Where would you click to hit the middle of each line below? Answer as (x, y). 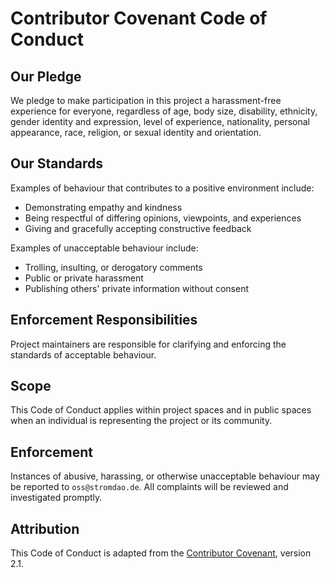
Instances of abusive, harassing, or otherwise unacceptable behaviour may (165, 476)
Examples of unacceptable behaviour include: (104, 248)
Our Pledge (46, 76)
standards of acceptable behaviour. (83, 354)
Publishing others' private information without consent (136, 288)
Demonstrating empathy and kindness (103, 207)
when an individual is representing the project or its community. (141, 421)
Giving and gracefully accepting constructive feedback (138, 228)
